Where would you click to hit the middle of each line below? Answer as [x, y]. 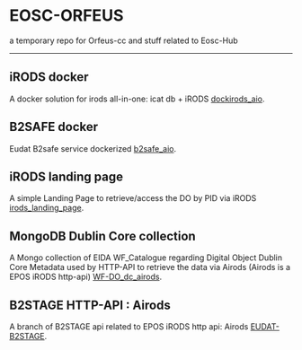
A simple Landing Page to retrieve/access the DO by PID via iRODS [133, 198]
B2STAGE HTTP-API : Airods [90, 305]
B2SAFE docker [54, 127]
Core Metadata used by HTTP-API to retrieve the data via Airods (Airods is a [150, 267]
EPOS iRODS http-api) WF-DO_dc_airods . [86, 277]
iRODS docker [49, 77]
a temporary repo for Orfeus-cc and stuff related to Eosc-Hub [124, 40]
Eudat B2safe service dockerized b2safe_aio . [93, 148]
